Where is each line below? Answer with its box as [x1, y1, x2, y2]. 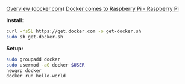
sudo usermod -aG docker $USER [6, 62, 85, 68]
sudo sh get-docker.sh [6, 34, 63, 40]
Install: [6, 17, 24, 23]
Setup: [6, 44, 24, 52]
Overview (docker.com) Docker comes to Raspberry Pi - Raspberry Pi [6, 5, 179, 12]
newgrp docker [6, 67, 42, 74]
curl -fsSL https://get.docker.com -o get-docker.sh [6, 28, 142, 34]
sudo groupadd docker [6, 56, 61, 62]
